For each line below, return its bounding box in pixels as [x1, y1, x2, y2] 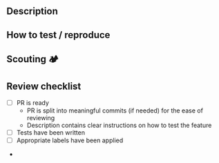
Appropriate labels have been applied [16, 136, 124, 144]
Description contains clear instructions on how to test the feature [26, 121, 212, 130]
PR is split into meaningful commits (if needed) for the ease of [26, 106, 203, 115]
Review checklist [6, 80, 82, 92]
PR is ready [16, 98, 50, 106]
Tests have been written [16, 128, 86, 137]
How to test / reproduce [6, 29, 111, 41]
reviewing [26, 114, 55, 122]
